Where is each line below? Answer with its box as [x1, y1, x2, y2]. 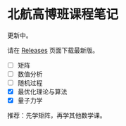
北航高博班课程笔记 [7, 6, 119, 23]
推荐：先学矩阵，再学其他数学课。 [7, 111, 106, 120]
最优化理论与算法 [17, 87, 68, 96]
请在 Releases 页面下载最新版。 [7, 46, 99, 54]
